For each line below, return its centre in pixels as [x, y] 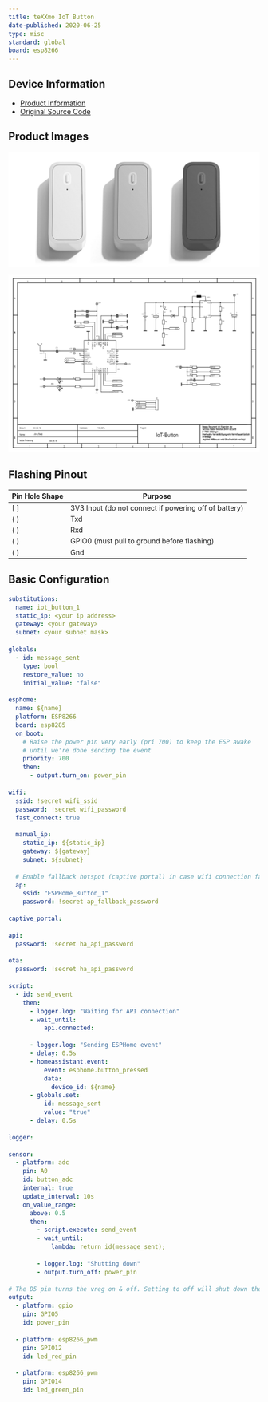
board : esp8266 [33, 51]
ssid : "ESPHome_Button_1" [66, 894]
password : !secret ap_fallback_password [91, 902]
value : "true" [67, 1112]
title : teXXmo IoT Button [51, 17]
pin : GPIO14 [42, 1382]
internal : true [48, 1188]
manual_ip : [33, 835]
